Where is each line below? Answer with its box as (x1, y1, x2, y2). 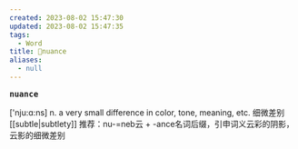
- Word (17, 38, 43, 48)
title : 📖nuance (9, 47, 67, 56)
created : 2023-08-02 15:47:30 (9, 13, 124, 23)
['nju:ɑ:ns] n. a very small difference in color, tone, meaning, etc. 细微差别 (9, 106, 284, 118)
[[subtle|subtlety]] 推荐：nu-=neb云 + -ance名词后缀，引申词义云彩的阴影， (9, 118, 295, 129)
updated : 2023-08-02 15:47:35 (9, 22, 124, 31)
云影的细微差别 (9, 129, 65, 141)
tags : (9, 30, 30, 39)
